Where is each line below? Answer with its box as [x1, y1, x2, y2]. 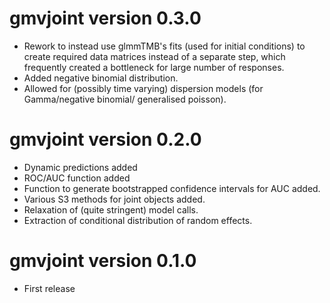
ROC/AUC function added [23, 172, 131, 184]
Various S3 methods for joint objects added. [23, 193, 206, 205]
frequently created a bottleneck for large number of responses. [23, 61, 285, 73]
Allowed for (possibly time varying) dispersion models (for [23, 82, 264, 94]
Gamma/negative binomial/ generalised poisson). [23, 93, 227, 105]
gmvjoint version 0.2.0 [9, 128, 202, 151]
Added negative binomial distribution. [23, 72, 179, 84]
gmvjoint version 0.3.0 [9, 7, 202, 30]
